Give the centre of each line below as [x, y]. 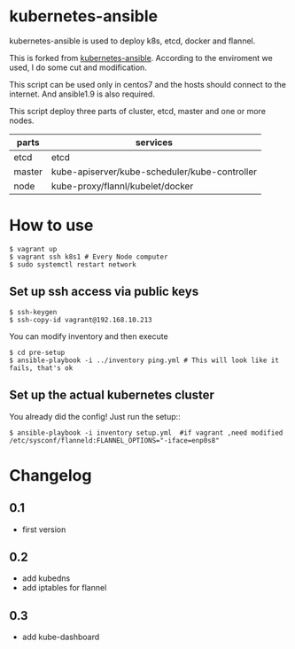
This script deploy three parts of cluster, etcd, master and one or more [137, 111]
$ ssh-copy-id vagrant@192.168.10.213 [81, 320]
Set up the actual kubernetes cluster [112, 395]
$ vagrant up [33, 249]
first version [44, 529]
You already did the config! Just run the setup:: [95, 416]
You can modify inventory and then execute [89, 336]
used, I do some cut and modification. [78, 67]
